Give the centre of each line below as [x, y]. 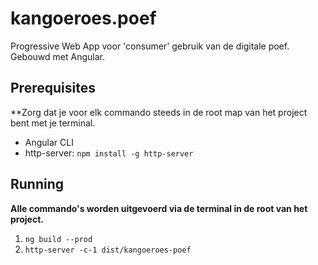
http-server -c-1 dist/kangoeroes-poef [108, 250]
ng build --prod [58, 239]
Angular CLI [49, 142]
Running [37, 184]
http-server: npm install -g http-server [109, 153]
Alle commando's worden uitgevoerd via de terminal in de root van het [159, 208]
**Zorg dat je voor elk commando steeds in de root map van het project [159, 112]
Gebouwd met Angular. [57, 56]
